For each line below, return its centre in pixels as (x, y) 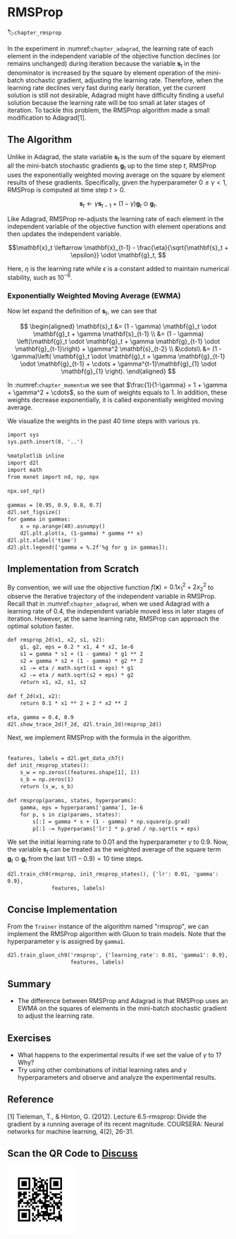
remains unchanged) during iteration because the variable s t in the (104, 64)
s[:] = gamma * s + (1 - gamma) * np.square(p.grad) (112, 821)
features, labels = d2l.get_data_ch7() (66, 758)
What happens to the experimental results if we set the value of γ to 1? (119, 1054)
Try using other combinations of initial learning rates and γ (102, 1070)
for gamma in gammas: (39, 519)
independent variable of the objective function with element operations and (117, 226)
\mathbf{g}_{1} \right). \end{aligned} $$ (118, 371)
